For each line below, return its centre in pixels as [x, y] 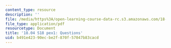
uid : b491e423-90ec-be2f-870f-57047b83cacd [52, 38]
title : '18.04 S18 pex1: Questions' [44, 33]
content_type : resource [31, 10]
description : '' [22, 14]
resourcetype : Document [31, 28]
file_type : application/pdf [35, 24]
